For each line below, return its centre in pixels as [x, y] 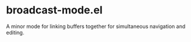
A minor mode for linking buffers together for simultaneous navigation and [96, 26]
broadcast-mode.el [54, 10]
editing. [15, 32]
